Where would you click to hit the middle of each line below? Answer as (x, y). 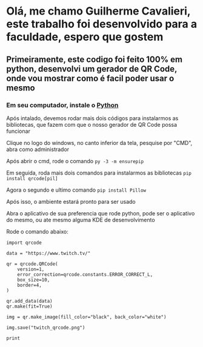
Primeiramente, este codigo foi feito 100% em (95, 59)
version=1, (31, 269)
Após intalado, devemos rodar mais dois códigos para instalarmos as (92, 118)
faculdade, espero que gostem (85, 37)
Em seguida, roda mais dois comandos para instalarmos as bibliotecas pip (99, 173)
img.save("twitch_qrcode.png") (46, 328)
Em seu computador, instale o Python (62, 105)
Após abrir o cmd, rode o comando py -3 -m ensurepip (75, 161)
